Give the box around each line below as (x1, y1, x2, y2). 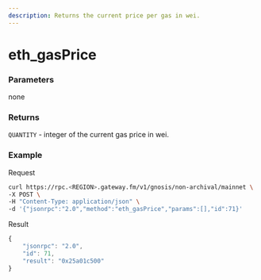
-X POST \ (8, 190, 41, 198)
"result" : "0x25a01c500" (22, 257, 105, 265)
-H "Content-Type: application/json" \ (8, 198, 140, 206)
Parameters (8, 74, 54, 85)
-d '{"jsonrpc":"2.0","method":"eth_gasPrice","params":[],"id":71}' (8, 205, 244, 213)
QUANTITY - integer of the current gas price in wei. (8, 130, 169, 140)
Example (8, 150, 43, 161)
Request (8, 167, 36, 177)
